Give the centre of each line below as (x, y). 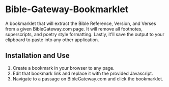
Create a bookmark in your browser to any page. (63, 68)
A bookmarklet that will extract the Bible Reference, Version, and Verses (81, 23)
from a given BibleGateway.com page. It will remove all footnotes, (74, 28)
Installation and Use (37, 56)
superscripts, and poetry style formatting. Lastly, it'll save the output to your (85, 34)
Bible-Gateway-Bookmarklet (67, 9)
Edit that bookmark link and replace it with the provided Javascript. (83, 73)
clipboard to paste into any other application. (52, 40)
